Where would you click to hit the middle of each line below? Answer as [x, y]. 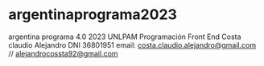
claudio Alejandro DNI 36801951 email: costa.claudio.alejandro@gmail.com [132, 45]
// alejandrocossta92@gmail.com [63, 53]
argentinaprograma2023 [93, 15]
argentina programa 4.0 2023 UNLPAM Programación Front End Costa [125, 37]
